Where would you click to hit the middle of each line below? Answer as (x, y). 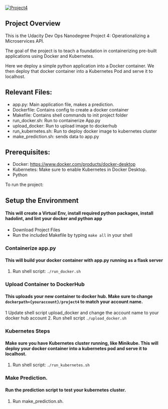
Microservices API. (25, 41)
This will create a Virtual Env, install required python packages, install (79, 213)
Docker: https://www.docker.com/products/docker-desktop (74, 164)
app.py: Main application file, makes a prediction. (63, 104)
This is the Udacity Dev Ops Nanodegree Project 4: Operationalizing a (77, 36)
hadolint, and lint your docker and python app (54, 219)
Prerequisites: (28, 152)
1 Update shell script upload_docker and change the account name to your (82, 313)
